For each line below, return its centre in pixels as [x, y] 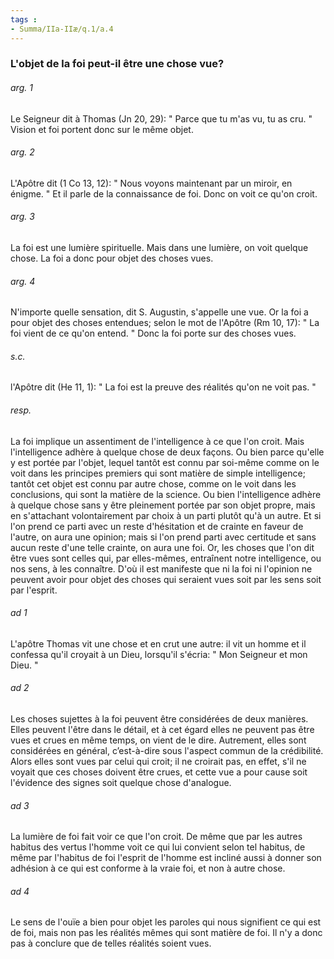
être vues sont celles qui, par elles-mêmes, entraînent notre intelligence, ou [166, 558]
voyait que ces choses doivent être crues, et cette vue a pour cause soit [159, 772]
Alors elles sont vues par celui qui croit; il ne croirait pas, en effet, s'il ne [158, 762]
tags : [24, 19]
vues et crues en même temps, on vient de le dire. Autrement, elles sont [158, 740]
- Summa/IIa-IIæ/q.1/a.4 [62, 29]
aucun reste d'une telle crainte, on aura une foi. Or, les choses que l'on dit [162, 547]
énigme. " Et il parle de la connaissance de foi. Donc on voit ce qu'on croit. [164, 193]
